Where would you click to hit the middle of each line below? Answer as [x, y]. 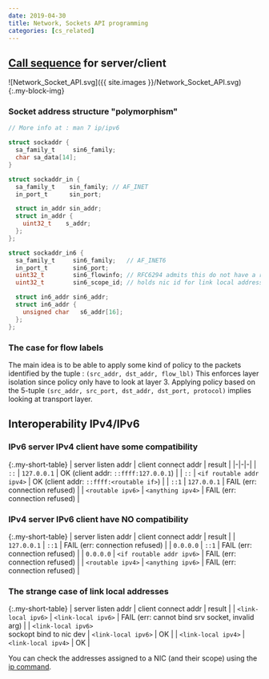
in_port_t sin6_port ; [62, 268]
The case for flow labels [56, 348]
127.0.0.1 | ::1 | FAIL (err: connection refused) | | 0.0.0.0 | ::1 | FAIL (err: [130, 544]
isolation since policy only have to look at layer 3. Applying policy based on [132, 382]
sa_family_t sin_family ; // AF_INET [82, 187]
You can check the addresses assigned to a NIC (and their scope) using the [133, 658]
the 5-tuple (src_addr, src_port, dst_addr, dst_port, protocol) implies [130, 390]
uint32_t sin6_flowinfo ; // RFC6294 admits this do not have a [136, 275]
